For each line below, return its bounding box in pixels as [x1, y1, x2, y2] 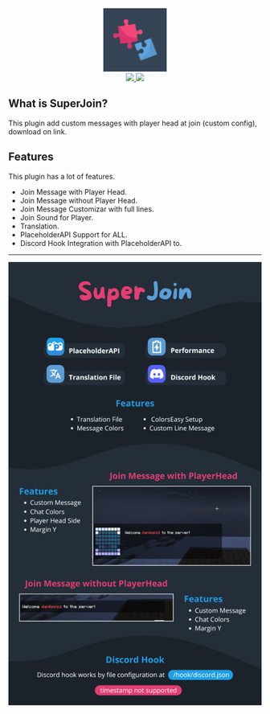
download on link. [8, 126, 67, 136]
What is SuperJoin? [8, 96, 108, 111]
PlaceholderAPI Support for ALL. [19, 229, 128, 240]
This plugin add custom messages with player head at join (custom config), [8, 118, 257, 128]
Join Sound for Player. [19, 212, 94, 222]
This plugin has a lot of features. [8, 171, 115, 181]
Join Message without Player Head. [19, 195, 138, 205]
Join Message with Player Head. [19, 187, 127, 196]
